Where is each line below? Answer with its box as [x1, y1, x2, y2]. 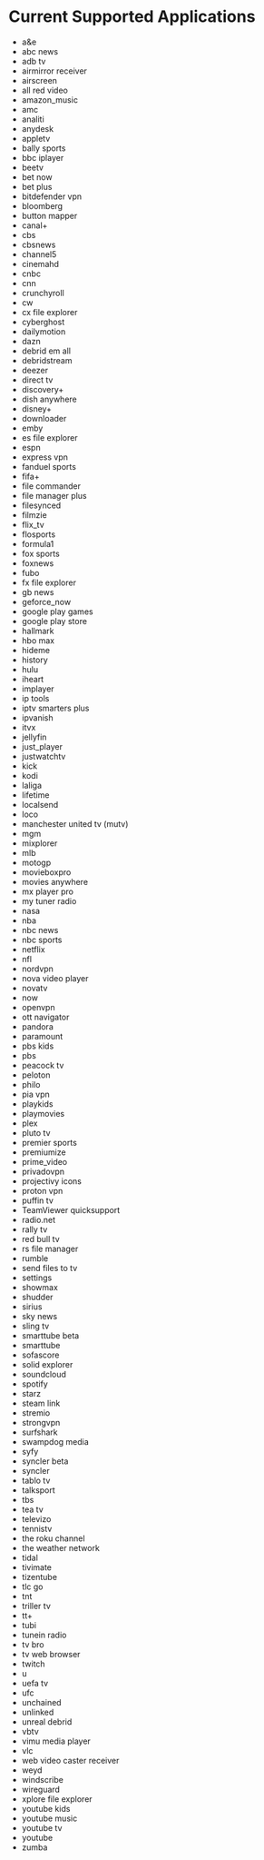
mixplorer [21, 838, 58, 849]
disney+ [21, 403, 52, 414]
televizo [21, 1513, 52, 1524]
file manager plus [21, 490, 87, 501]
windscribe [21, 1774, 64, 1785]
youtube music [21, 1813, 78, 1824]
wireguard [21, 1784, 61, 1795]
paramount [21, 1030, 64, 1041]
